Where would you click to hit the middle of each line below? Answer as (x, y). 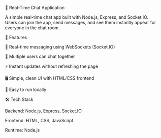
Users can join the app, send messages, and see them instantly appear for (80, 23)
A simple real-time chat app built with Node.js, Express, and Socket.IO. (77, 17)
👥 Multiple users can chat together (40, 56)
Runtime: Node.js (23, 130)
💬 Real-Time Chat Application (35, 8)
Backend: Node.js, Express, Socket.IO (44, 111)
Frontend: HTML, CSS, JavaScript (39, 120)
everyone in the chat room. (32, 28)
